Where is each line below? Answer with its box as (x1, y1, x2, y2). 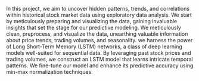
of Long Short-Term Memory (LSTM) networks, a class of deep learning (6, 43, 183, 50)
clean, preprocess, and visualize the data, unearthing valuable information (6, 30, 188, 38)
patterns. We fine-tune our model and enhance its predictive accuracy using (6, 62, 194, 69)
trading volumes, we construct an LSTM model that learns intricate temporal (6, 56, 193, 63)
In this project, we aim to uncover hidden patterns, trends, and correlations (6, 5, 189, 12)
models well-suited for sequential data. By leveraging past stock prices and (6, 49, 191, 56)
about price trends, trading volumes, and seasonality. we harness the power (6, 37, 193, 43)
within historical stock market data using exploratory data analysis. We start (6, 11, 192, 18)
